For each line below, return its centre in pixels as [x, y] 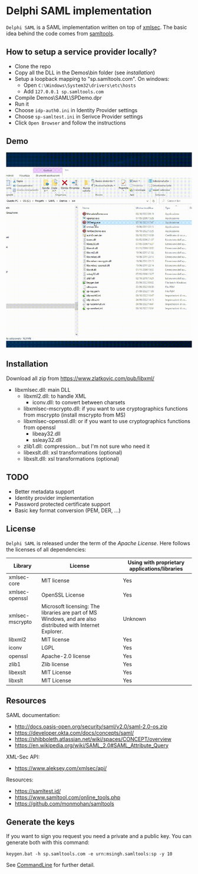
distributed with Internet [70, 625]
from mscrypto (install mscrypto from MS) [75, 415]
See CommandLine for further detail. [51, 865]
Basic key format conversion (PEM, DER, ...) [67, 510]
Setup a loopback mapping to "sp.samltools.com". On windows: [92, 78]
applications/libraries [156, 569]
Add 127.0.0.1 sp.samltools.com [64, 91]
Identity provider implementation [54, 497]
